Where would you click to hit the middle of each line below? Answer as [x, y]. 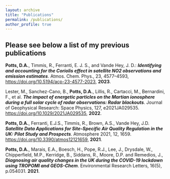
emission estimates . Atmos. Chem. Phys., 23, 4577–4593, [67, 76]
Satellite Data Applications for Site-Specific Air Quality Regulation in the [84, 129]
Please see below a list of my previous [67, 45]
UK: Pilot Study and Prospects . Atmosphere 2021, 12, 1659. [68, 134]
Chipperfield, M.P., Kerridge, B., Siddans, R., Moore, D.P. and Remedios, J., [84, 155]
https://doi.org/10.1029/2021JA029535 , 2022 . [54, 114]
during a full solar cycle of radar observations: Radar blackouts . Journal [84, 102]
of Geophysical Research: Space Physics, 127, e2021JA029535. [72, 108]
